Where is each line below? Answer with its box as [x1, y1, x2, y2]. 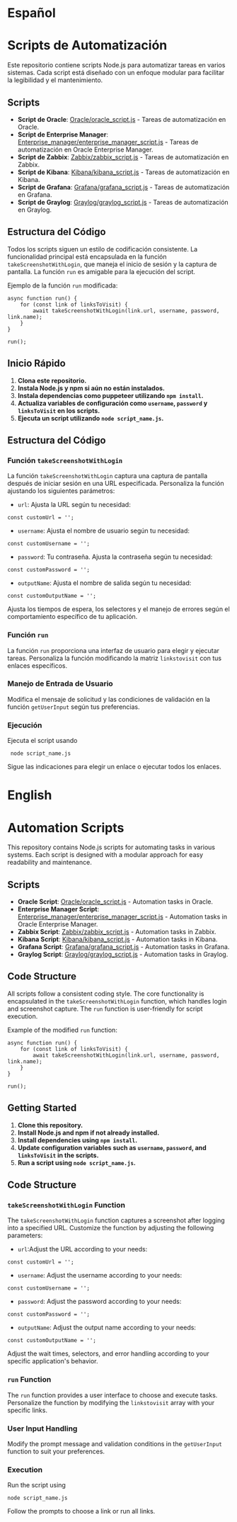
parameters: [7, 1231, 43, 1240]
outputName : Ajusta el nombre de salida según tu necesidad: [17, 579, 192, 587]
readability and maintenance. [7, 858, 92, 867]
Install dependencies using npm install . [17, 1135, 138, 1145]
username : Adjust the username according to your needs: [17, 1271, 183, 1280]
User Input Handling [7, 1424, 78, 1433]
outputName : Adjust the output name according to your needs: [17, 1323, 197, 1332]
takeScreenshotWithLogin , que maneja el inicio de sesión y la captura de [7, 260, 217, 268]
